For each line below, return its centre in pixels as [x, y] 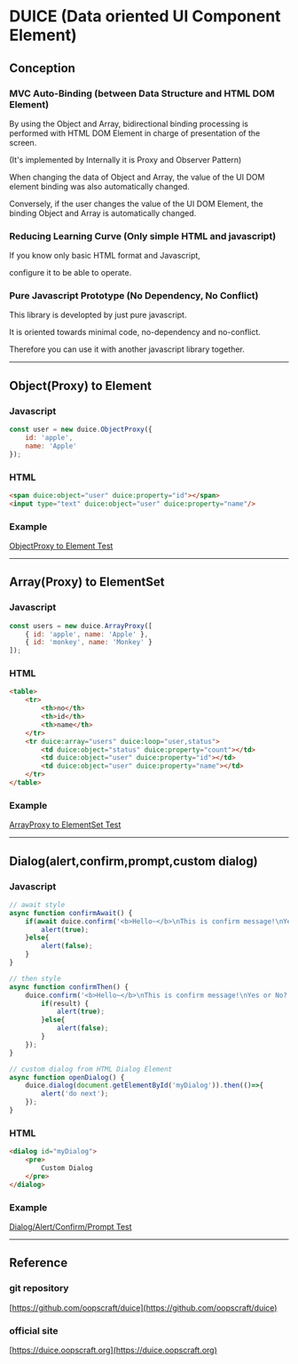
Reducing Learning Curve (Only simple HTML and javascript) [143, 235]
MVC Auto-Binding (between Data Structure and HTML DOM [142, 93]
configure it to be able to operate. [71, 273]
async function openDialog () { [67, 1077]
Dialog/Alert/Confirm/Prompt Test [71, 1226]
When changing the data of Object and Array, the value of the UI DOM [137, 177]
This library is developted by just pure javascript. [98, 315]
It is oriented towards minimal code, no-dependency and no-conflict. [135, 332]
